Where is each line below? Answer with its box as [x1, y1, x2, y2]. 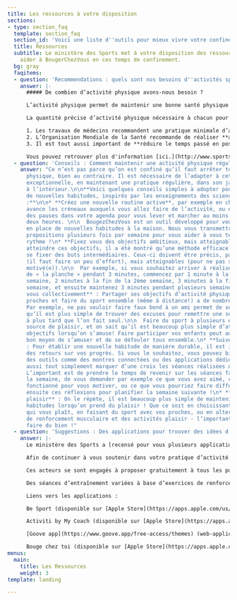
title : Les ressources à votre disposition [7, 10, 138, 18]
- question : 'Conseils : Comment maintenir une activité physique [13, 159, 213, 166]
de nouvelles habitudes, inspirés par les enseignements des [25, 192, 210, 200]
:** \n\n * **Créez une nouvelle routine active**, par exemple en [25, 199, 222, 206]
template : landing [7, 576, 61, 583]
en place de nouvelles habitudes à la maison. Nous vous [25, 225, 197, 233]
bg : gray [13, 63, 39, 70]
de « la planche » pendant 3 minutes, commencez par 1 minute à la [25, 271, 229, 278]
